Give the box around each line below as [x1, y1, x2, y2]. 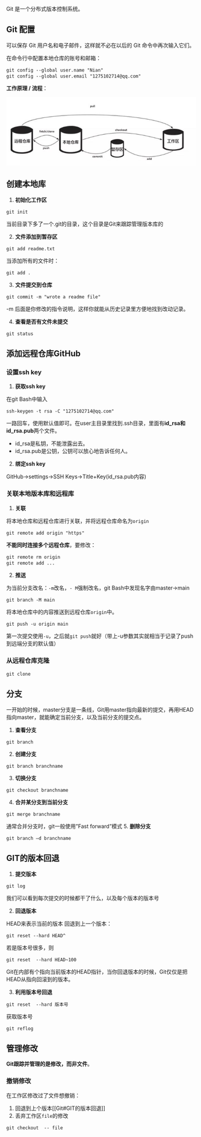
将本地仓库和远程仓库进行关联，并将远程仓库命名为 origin [6, 517, 149, 525]
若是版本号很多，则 [6, 944, 54, 951]
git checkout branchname [6, 787, 69, 793]
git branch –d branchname [6, 835, 71, 841]
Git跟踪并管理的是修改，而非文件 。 [6, 1061, 93, 1068]
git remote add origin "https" [6, 530, 85, 536]
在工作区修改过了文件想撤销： [6, 1091, 80, 1099]
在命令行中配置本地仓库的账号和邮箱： [6, 54, 101, 61]
